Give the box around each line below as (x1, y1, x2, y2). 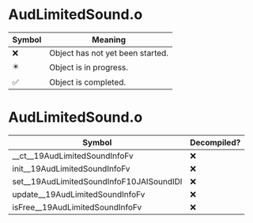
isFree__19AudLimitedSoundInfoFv (12, 202, 142, 213)
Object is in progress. (48, 62, 129, 73)
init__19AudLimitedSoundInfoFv (12, 163, 130, 174)
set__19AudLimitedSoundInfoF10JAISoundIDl (12, 176, 183, 187)
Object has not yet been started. (48, 47, 168, 59)
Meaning (92, 34, 126, 45)
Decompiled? (189, 137, 241, 148)
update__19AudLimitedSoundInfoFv (12, 188, 145, 199)
